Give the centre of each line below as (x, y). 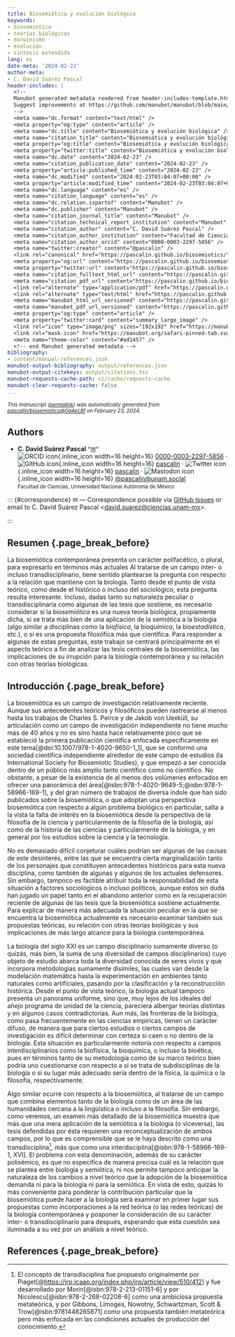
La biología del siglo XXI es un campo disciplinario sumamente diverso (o (113, 946)
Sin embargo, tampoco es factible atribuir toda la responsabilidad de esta (113, 880)
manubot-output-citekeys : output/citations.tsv (78, 372)
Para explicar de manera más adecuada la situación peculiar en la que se (113, 910)
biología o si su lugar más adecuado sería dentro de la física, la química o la (116, 1073)
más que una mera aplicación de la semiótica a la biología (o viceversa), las (116, 1123)
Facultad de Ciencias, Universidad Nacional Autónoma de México (96, 487)
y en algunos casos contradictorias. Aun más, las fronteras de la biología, (113, 1013)
